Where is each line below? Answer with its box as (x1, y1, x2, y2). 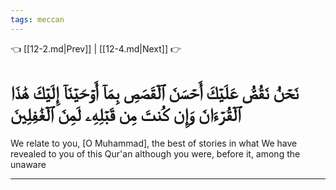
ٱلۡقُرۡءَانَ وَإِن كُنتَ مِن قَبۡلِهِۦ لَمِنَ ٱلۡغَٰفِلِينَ (10, 103, 242, 126)
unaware (10, 158, 47, 170)
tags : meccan (10, 14, 65, 25)
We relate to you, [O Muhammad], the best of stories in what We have (10, 137, 298, 149)
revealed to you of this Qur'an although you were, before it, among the (10, 147, 301, 160)
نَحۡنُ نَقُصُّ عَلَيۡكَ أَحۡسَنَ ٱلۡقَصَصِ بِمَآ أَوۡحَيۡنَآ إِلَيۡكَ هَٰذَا (10, 81, 300, 104)
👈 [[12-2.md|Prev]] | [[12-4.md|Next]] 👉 (10, 42, 182, 55)
